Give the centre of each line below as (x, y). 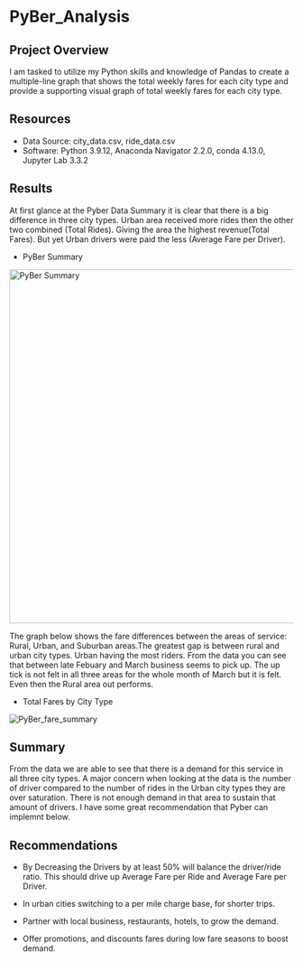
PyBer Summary (53, 257)
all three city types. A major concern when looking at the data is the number (150, 779)
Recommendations (64, 845)
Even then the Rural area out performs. (82, 684)
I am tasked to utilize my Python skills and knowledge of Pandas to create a (149, 71)
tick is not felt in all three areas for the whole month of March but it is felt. (146, 674)
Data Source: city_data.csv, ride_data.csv (99, 141)
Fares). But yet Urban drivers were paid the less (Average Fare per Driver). (147, 239)
